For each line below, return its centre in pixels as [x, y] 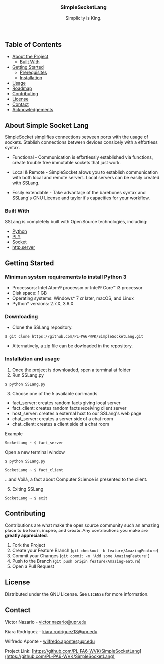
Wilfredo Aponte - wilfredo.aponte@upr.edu [50, 641]
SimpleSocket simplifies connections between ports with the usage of [77, 137]
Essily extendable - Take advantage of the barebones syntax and [79, 192]
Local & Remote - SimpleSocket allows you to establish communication [85, 172]
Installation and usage [33, 359]
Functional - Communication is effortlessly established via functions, [82, 157]
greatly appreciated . [27, 536]
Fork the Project [29, 545]
